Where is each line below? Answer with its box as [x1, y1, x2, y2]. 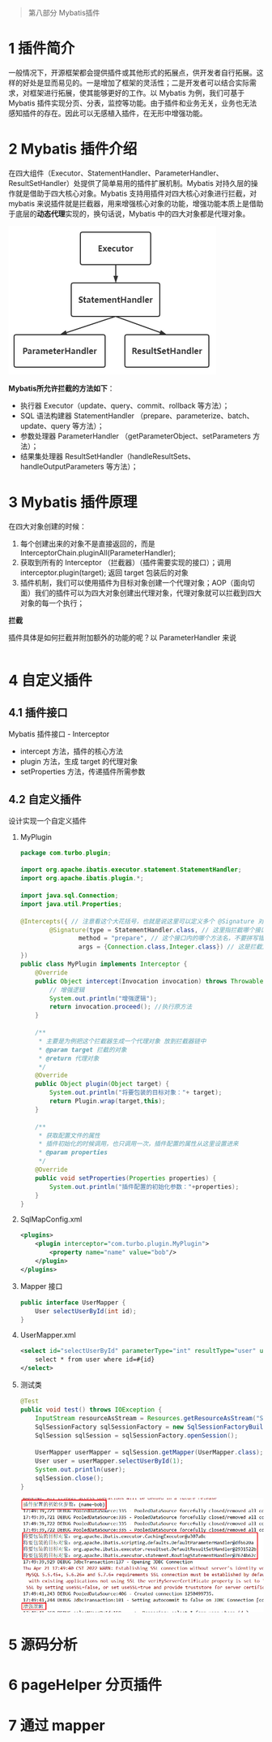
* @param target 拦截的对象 [38, 1045, 127, 1054]
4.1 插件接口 [8, 706, 68, 720]
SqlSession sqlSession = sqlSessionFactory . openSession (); [35, 1431, 239, 1440]
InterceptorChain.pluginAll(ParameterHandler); [19, 547, 176, 557]
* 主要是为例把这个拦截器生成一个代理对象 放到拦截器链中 [38, 1037, 206, 1045]
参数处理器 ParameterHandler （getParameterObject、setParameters [19, 430, 251, 441]
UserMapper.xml [19, 1330, 76, 1340]
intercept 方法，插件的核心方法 [19, 746, 124, 756]
